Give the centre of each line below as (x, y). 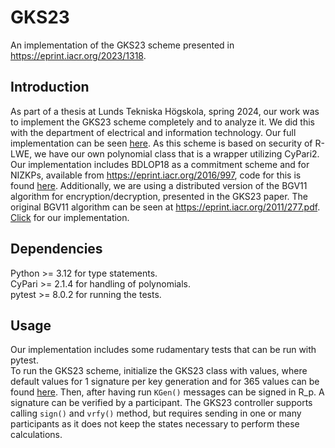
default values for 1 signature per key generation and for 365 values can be (165, 382)
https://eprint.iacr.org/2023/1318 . (78, 55)
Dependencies (56, 249)
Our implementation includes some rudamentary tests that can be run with (163, 350)
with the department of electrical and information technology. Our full (153, 132)
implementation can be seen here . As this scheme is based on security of (161, 143)
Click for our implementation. (70, 217)
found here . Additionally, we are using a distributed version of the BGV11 (159, 185)
